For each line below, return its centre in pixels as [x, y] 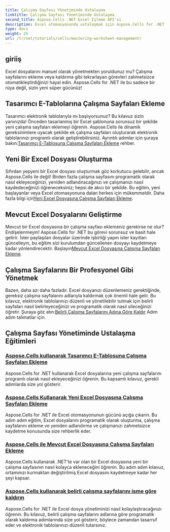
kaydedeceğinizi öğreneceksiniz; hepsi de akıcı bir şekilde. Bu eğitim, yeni [83, 188]
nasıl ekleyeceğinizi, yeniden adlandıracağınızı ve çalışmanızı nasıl [74, 182]
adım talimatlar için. [26, 317]
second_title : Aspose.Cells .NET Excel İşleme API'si [63, 19]
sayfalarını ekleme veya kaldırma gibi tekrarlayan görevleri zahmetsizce [80, 77]
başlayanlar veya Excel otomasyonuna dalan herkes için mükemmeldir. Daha [85, 193]
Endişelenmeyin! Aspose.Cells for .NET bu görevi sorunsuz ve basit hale [80, 232]
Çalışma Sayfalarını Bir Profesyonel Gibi [69, 270]
